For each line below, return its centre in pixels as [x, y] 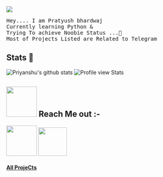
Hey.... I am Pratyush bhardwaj [54, 21]
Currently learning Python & [50, 27]
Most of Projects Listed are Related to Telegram [82, 39]
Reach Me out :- [69, 114]
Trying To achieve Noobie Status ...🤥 [64, 33]
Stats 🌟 [20, 58]
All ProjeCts [22, 168]
